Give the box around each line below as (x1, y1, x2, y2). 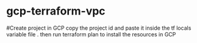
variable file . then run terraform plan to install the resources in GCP (6, 30, 176, 38)
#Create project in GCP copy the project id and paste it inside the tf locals (6, 24, 192, 31)
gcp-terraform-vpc (6, 4, 106, 18)
